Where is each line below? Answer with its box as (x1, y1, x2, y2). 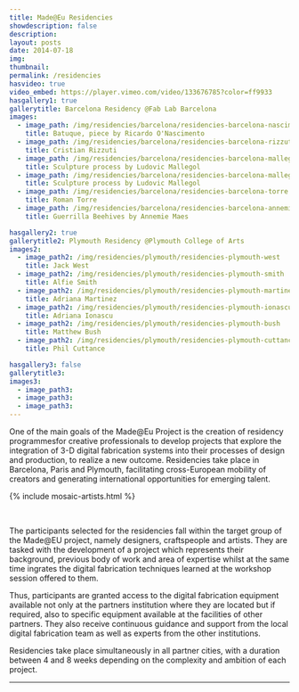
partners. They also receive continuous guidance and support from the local (9, 619, 289, 629)
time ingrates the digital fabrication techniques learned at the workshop (9, 564, 271, 573)
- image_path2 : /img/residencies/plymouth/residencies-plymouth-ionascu (17, 302, 293, 312)
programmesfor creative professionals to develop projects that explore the (9, 436, 282, 446)
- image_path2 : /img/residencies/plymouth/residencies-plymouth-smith (17, 269, 285, 279)
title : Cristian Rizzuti (25, 145, 117, 154)
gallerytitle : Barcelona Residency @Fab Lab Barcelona (9, 104, 217, 113)
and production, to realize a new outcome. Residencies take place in (9, 455, 260, 465)
